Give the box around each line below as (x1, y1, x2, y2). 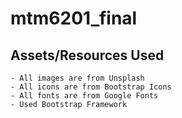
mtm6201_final (10, 7, 138, 30)
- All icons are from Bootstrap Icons (10, 82, 172, 92)
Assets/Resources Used (10, 47, 165, 64)
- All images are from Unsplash (10, 73, 145, 83)
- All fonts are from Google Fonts (10, 91, 159, 101)
